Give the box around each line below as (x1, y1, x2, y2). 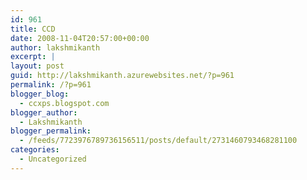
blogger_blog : (10, 89, 70, 99)
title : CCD (10, 24, 56, 34)
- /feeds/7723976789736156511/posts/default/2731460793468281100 (19, 136, 298, 146)
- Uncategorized (19, 154, 87, 164)
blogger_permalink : (10, 126, 92, 136)
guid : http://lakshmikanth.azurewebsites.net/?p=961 (10, 71, 235, 81)
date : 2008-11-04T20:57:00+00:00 (10, 33, 150, 43)
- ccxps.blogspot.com (19, 98, 110, 108)
